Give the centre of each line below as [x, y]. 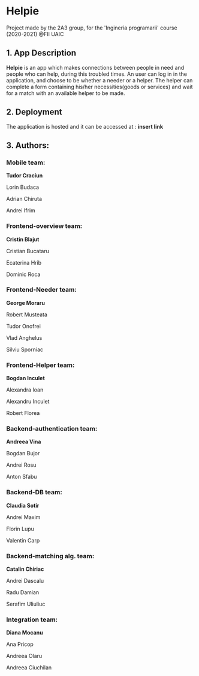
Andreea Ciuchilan [29, 668]
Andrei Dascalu [25, 581]
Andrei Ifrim [21, 210]
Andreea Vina [24, 442]
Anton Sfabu [22, 477]
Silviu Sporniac [25, 349]
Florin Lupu [20, 529]
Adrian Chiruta [24, 199]
